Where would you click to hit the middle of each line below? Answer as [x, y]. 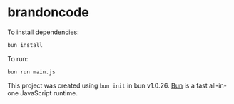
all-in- [218, 85]
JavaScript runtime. [49, 93]
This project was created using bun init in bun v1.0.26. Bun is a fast [108, 85]
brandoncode [48, 12]
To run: [18, 58]
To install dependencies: [44, 32]
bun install [25, 45]
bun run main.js [31, 72]
